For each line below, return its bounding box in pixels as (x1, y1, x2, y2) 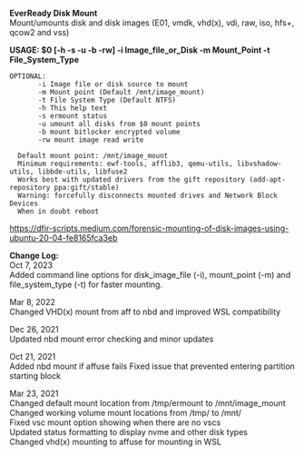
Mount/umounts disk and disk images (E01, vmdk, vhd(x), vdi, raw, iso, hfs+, (9, 17, 295, 28)
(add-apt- (249, 175, 286, 184)
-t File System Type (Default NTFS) (37, 95, 177, 104)
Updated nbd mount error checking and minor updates (9, 333, 214, 344)
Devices (9, 199, 39, 208)
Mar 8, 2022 (9, 297, 56, 307)
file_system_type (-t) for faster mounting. (9, 279, 163, 290)
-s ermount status (37, 112, 107, 121)
